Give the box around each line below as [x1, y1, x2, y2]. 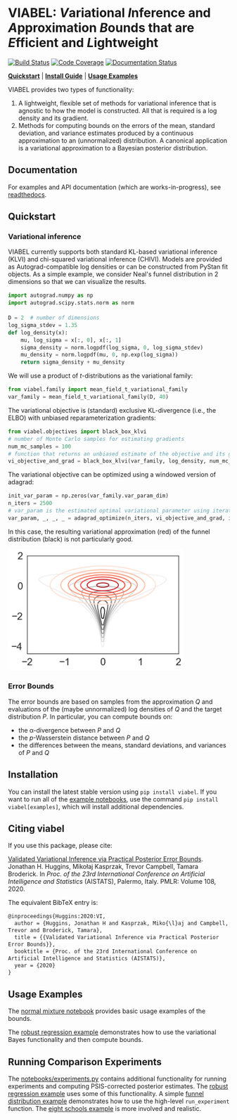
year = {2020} [14, 962, 56, 970]
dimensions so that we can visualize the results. [8, 278, 147, 286]
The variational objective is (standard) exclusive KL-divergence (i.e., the [8, 406, 217, 414]
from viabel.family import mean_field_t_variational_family [8, 386, 188, 393]
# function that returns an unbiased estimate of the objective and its [8, 450, 226, 458]
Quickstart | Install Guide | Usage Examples [8, 72, 139, 80]
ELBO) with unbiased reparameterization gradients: [8, 413, 157, 422]
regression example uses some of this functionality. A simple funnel [8, 1089, 205, 1098]
